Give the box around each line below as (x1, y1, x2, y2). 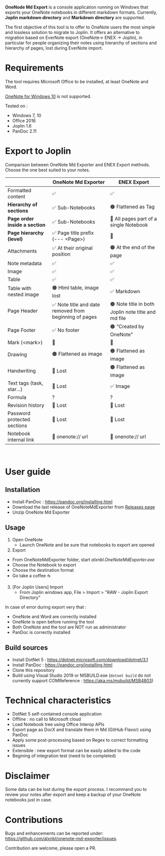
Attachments (7, 248, 37, 255)
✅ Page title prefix (52, 229, 94, 236)
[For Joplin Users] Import (12, 584, 63, 590)
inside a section (7, 221, 46, 228)
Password (7, 410, 31, 417)
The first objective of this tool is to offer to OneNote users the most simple (5, 24, 156, 30)
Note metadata (7, 260, 42, 266)
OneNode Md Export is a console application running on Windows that (5, 4, 148, 10)
